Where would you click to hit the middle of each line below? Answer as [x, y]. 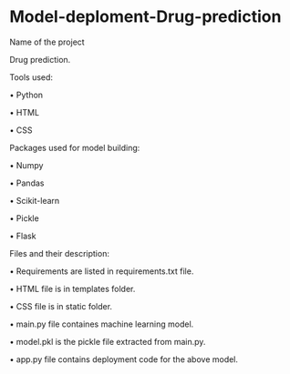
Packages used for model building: [75, 147]
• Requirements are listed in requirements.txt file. [102, 271]
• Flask [23, 236]
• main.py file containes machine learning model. [102, 324]
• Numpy [26, 165]
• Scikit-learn [35, 200]
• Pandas [27, 183]
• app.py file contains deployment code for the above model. [124, 359]
